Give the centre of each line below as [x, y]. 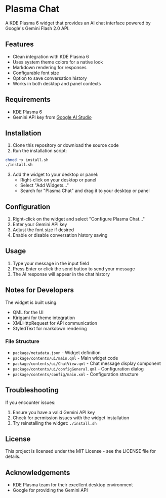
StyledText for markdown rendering [50, 328]
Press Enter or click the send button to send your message [74, 269]
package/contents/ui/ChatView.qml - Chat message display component [87, 363]
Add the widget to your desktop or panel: [55, 175]
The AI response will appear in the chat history [61, 274]
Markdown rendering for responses [50, 67]
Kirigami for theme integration [44, 318]
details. [13, 457]
